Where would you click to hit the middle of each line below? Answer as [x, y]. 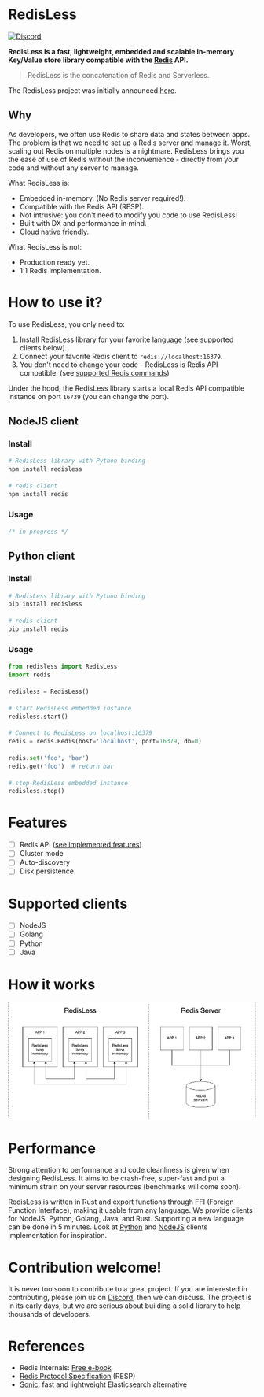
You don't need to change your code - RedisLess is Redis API [119, 365]
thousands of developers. [49, 1314]
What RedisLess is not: [45, 246]
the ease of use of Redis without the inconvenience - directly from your [124, 159]
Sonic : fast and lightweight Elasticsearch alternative [103, 1384]
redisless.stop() [37, 791]
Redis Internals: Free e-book [65, 1368]
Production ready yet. [55, 262]
